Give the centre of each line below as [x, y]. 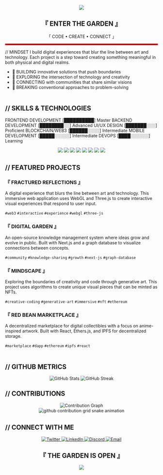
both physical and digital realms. [38, 62]
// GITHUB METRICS [36, 367]
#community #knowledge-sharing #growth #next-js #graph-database [70, 257]
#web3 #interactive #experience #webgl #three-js [54, 214]
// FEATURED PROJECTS [43, 168]
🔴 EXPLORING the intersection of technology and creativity [71, 77]
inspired [13, 331]
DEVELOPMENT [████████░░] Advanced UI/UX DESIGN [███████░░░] [81, 125]
